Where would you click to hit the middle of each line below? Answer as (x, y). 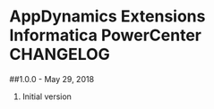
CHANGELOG (60, 54)
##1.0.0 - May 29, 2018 (52, 79)
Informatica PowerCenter (105, 35)
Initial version (47, 96)
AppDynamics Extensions (107, 17)
